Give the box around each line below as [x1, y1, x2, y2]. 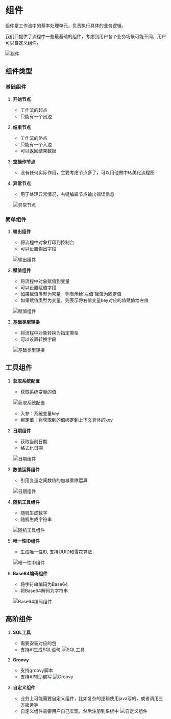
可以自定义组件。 [5, 39, 41, 46]
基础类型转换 [12, 319, 40, 325]
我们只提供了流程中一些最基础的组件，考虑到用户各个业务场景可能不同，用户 [5, 33, 166, 39]
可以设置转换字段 [20, 336, 57, 342]
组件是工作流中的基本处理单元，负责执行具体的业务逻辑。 [5, 22, 126, 29]
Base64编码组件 [12, 570, 47, 576]
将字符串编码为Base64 [20, 581, 68, 587]
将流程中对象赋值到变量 [20, 278, 70, 284]
